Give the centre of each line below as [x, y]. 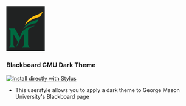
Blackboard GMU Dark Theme [51, 65]
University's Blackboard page [52, 96]
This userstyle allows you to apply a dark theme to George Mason [98, 90]
